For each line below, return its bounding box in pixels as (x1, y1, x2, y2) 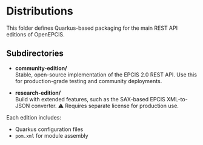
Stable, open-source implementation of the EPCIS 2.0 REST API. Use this (15, 71, 197, 78)
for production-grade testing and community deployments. (15, 77, 162, 84)
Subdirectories (6, 49, 64, 59)
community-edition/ (15, 64, 67, 72)
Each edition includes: (6, 113, 62, 121)
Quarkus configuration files (15, 126, 84, 133)
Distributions (6, 4, 74, 18)
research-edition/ (15, 89, 61, 96)
